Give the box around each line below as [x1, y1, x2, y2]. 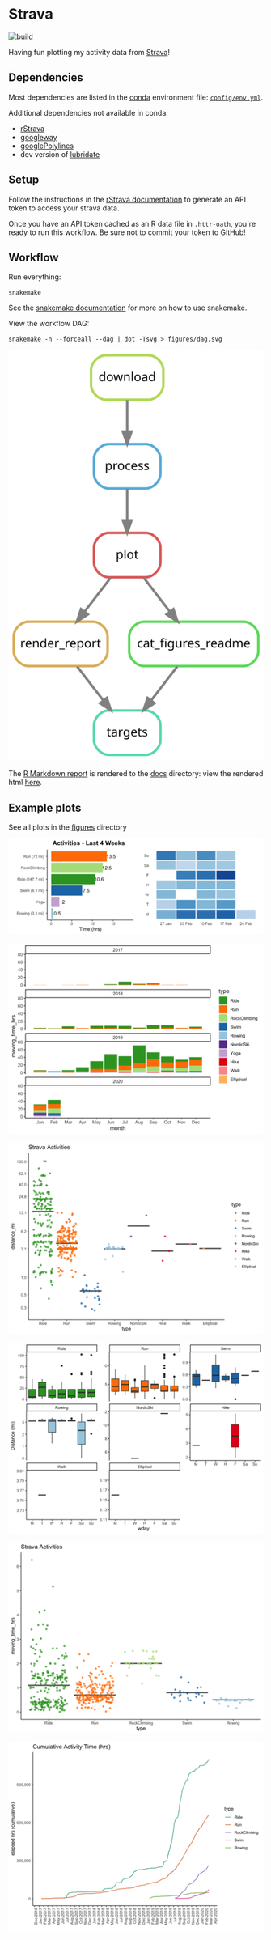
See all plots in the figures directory [8, 822, 127, 832]
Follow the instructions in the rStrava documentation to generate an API [8, 194, 247, 204]
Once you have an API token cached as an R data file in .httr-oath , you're [8, 219, 256, 228]
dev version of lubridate [19, 149, 100, 159]
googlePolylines [19, 141, 74, 151]
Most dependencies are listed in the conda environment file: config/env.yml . [8, 92, 264, 102]
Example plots [8, 800, 82, 814]
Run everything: [8, 272, 61, 282]
